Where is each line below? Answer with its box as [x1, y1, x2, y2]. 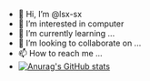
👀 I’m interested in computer [17, 18, 125, 29]
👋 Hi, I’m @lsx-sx [17, 9, 83, 19]
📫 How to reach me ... [17, 48, 103, 58]
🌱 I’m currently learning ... [17, 28, 115, 38]
